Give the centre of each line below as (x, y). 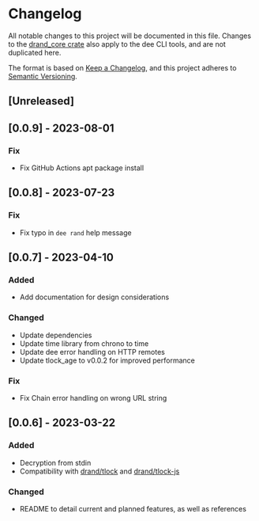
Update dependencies (56, 335)
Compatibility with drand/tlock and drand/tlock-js (99, 471)
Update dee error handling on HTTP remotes (92, 352)
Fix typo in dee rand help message (75, 232)
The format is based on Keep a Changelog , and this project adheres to (122, 67)
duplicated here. (35, 52)
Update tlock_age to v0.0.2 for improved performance (107, 360)
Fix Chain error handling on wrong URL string (93, 397)
